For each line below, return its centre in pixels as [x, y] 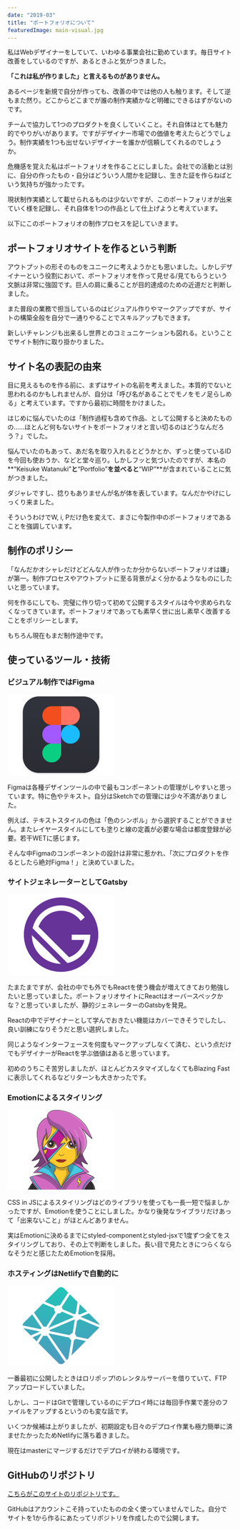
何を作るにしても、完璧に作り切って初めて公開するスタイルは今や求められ [116, 602]
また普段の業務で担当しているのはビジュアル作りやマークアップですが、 [113, 309]
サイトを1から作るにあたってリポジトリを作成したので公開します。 [105, 1518]
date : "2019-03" [31, 15]
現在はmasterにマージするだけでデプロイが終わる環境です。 [95, 1450]
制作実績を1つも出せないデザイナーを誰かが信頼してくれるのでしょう [121, 142]
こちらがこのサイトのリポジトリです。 [64, 1494]
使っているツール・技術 [59, 660]
